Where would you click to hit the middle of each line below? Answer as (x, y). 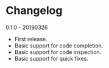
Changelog (34, 11)
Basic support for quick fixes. (51, 58)
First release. (31, 39)
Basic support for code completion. (59, 46)
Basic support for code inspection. (58, 52)
